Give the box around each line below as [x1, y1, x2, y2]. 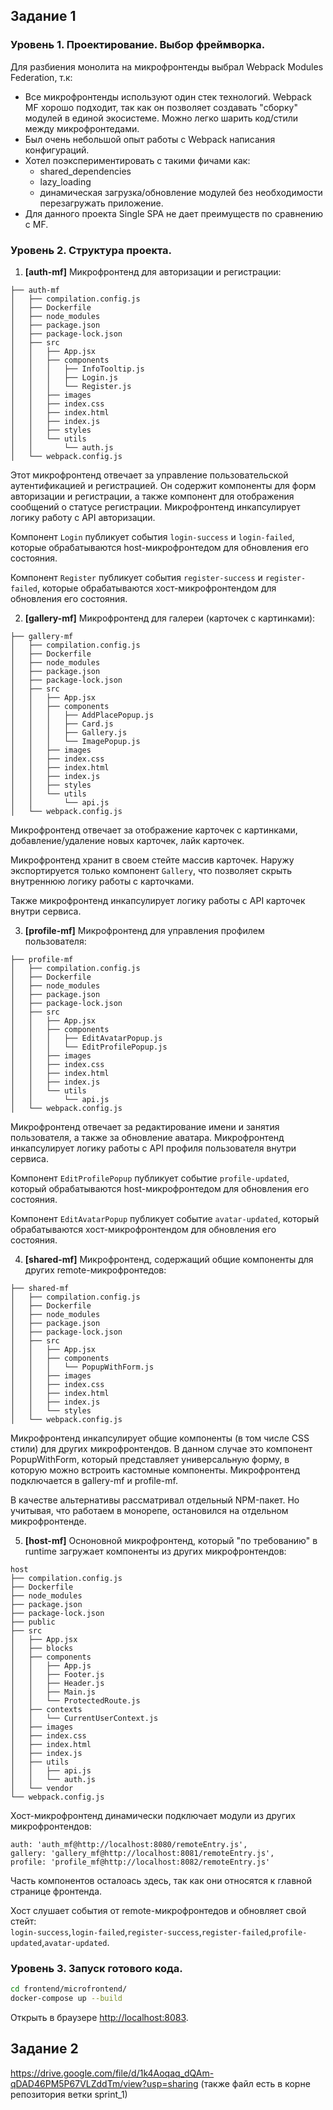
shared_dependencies [39, 165, 132, 177]
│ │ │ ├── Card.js [10, 719, 114, 729]
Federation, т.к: [10, 71, 73, 83]
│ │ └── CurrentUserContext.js [10, 1713, 159, 1723]
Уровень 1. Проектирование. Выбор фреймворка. [10, 38, 266, 52]
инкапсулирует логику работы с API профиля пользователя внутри [10, 1142, 297, 1154]
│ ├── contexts [10, 1704, 83, 1714]
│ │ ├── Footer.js [10, 1669, 105, 1679]
